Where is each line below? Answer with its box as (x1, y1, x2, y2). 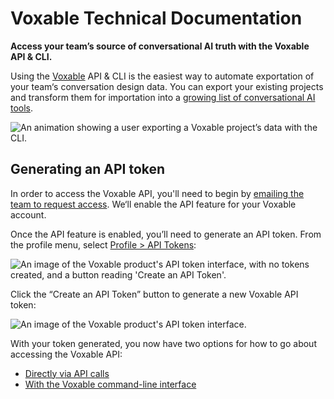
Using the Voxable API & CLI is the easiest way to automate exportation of (10, 70, 315, 82)
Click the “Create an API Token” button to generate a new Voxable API (10, 288, 299, 300)
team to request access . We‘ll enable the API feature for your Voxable (10, 198, 297, 210)
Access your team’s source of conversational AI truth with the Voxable (10, 40, 310, 52)
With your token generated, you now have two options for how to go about (10, 337, 317, 349)
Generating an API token (10, 161, 166, 178)
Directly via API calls (24, 367, 110, 379)
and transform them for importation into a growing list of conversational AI (10, 91, 316, 103)
